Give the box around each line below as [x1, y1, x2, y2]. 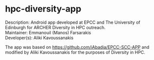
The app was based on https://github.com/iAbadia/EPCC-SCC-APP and [5, 44, 150, 50]
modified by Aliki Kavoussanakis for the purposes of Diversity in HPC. [5, 49, 146, 55]
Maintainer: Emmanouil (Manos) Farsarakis [5, 30, 91, 35]
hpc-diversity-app [5, 3, 82, 15]
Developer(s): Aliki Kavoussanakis [5, 35, 74, 41]
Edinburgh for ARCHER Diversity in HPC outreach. [5, 24, 106, 30]
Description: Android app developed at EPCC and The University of [5, 19, 140, 25]
